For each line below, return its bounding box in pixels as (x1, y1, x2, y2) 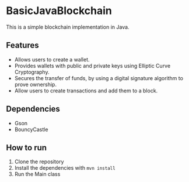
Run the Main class (14, 171, 61, 178)
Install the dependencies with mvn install (14, 164, 116, 171)
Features (6, 40, 39, 50)
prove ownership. (14, 81, 57, 88)
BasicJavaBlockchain (6, 4, 112, 18)
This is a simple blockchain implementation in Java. (6, 23, 129, 30)
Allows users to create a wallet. (14, 56, 90, 63)
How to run (6, 142, 47, 153)
